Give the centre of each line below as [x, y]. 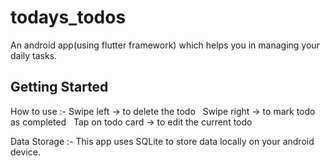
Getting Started [59, 87]
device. [25, 152]
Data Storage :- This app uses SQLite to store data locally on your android [162, 141]
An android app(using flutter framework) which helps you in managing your [165, 45]
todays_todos [68, 17]
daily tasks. [34, 55]
